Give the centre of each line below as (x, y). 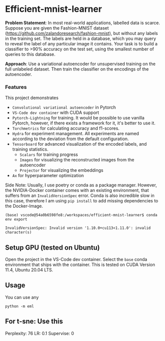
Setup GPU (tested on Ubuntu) (52, 247)
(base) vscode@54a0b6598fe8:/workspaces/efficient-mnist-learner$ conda (81, 215)
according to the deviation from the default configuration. (70, 139)
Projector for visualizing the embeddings (61, 170)
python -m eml (20, 306)
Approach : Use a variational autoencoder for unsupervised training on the (81, 64)
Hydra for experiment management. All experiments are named (76, 134)
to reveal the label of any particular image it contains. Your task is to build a (81, 43)
